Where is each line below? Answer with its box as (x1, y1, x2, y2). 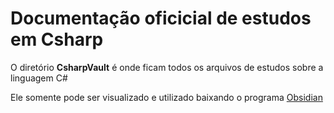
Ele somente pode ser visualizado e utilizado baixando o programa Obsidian (10, 91, 323, 103)
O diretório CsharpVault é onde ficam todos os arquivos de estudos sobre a (10, 61, 324, 73)
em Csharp (10, 28, 104, 51)
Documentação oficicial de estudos (10, 7, 312, 30)
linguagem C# (10, 72, 68, 84)
